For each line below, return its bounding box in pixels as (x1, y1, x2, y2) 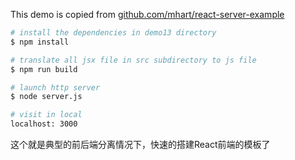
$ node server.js (10, 92, 83, 102)
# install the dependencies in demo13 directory (10, 28, 217, 38)
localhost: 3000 (10, 119, 78, 129)
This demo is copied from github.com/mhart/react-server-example (10, 9, 285, 20)
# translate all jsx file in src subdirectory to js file (10, 55, 257, 65)
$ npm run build (10, 64, 78, 74)
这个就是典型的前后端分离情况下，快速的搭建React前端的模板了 (10, 139, 271, 150)
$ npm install (10, 37, 70, 47)
